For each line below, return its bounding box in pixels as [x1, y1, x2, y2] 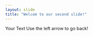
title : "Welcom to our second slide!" [5, 12, 87, 17]
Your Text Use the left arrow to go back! [5, 25, 88, 31]
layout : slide [5, 7, 35, 12]
